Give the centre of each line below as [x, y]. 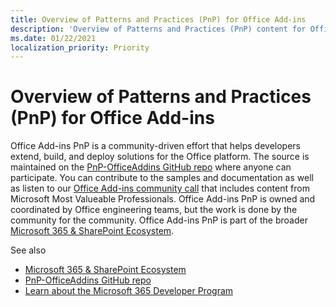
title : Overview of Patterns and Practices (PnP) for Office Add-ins [158, 19]
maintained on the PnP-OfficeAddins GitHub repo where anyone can [151, 167]
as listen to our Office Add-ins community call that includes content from [160, 188]
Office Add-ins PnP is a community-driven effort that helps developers [155, 146]
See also [28, 250]
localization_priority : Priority [80, 47]
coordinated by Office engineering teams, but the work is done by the [154, 210]
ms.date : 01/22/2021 [53, 38]
